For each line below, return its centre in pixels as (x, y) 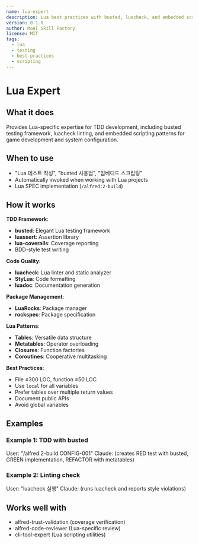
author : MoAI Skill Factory (41, 28)
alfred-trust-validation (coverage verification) (70, 522)
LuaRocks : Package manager (51, 308)
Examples (25, 423)
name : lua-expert (28, 12)
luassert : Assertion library (47, 237)
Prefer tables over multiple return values (64, 392)
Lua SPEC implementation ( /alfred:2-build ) (69, 186)
